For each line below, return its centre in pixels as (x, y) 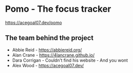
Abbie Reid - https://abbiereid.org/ (47, 49)
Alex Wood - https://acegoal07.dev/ (48, 65)
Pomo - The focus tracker (58, 9)
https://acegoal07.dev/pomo (34, 23)
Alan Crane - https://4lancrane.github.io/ (53, 55)
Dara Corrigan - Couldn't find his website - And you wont (70, 60)
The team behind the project (49, 38)
